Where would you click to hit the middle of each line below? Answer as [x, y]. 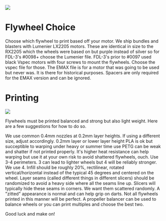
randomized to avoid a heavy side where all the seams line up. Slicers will [80, 183]
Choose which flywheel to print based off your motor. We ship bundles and [82, 41]
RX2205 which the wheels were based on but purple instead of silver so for [83, 52]
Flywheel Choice [41, 28]
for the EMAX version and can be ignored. [48, 78]
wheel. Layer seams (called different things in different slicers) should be [80, 178]
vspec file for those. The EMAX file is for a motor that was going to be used [82, 67]
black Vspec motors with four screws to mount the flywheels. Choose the [80, 62]
